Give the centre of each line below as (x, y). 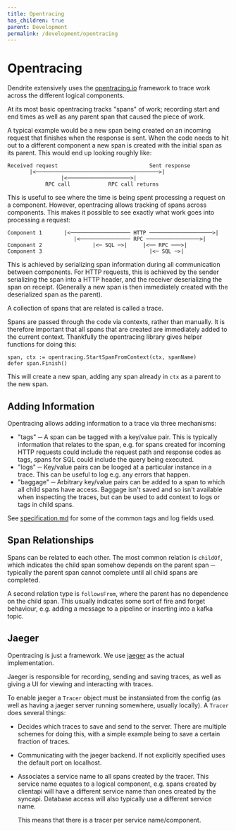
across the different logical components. (66, 95)
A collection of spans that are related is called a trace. (86, 309)
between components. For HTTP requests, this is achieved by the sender (113, 272)
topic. (15, 616)
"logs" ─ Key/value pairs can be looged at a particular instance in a (114, 467)
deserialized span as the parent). (55, 294)
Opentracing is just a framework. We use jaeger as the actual (96, 655)
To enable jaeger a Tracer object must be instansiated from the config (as (114, 698)
